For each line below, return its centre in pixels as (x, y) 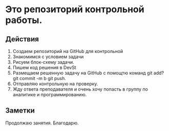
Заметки (20, 111)
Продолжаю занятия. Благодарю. (42, 123)
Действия (22, 39)
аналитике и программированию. (50, 95)
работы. (24, 20)
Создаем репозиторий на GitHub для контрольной (68, 51)
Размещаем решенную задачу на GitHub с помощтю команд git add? (88, 73)
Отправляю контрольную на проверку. (55, 84)
